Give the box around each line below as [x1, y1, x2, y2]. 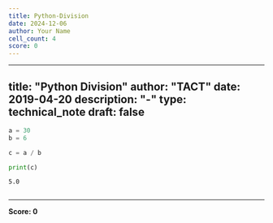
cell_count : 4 [8, 34, 57, 43]
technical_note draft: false [8, 105, 145, 118]
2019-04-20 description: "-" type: [8, 92, 187, 106]
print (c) [8, 163, 38, 171]
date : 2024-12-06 [8, 19, 67, 28]
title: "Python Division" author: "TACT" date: [8, 79, 241, 93]
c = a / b [8, 148, 42, 157]
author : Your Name [8, 27, 71, 35]
